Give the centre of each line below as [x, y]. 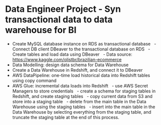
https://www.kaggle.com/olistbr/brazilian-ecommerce [67, 59]
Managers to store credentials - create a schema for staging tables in [84, 91]
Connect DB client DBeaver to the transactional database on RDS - [81, 49]
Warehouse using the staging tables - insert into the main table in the [84, 107]
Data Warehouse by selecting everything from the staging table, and [82, 112]
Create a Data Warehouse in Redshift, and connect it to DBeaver [78, 70]
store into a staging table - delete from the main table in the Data [79, 101]
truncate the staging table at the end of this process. [66, 117]
